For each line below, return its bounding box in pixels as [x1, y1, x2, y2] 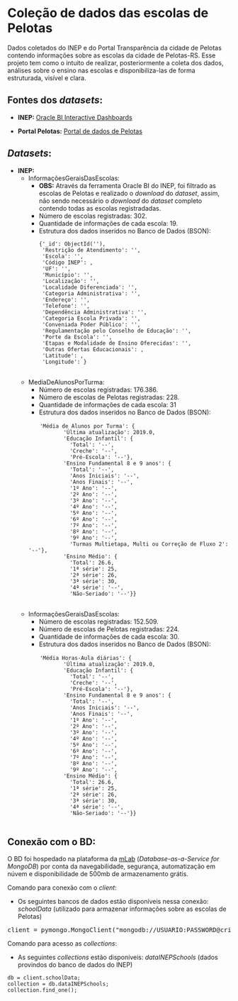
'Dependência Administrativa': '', [42, 309, 147, 316]
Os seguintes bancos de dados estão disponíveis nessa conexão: [17, 897, 209, 906]
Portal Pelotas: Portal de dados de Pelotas [17, 126, 143, 136]
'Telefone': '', [42, 302, 90, 309]
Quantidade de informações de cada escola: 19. [38, 219, 178, 228]
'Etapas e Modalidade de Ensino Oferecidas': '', [42, 339, 192, 347]
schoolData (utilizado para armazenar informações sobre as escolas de [17, 905, 227, 913]
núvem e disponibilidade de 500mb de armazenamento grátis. [7, 870, 189, 878]
